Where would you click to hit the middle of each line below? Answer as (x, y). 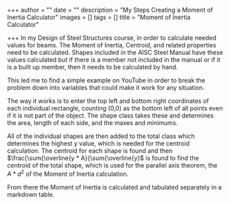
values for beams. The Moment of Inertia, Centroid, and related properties (112, 45)
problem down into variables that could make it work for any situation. (106, 88)
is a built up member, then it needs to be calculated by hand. (93, 67)
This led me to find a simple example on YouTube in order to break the (106, 80)
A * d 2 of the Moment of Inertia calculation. (68, 173)
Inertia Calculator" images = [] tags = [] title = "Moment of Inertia (99, 17)
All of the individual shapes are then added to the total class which (101, 136)
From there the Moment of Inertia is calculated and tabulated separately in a (114, 187)
